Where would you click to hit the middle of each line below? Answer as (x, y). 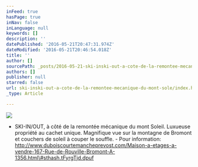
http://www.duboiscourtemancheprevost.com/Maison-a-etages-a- (95, 145)
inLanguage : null (27, 28)
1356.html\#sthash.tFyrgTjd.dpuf (54, 158)
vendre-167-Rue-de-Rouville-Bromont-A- (65, 151)
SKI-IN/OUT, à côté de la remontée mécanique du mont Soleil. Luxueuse (102, 126)
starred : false (25, 83)
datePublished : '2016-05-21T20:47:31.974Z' (60, 45)
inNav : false (22, 22)
